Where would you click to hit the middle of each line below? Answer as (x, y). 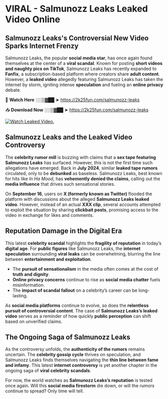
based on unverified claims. (34, 321)
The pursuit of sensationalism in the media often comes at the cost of (86, 269)
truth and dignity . (31, 274)
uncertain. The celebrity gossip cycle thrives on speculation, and (73, 355)
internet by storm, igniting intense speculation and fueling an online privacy (84, 85)
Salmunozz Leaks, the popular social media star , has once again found (79, 58)
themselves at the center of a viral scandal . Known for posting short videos (84, 63)
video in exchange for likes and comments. (50, 215)
